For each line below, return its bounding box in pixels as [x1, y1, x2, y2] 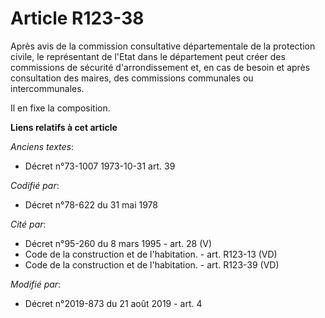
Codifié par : [10, 179, 60, 191]
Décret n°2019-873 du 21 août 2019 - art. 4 [24, 297, 203, 309]
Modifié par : [10, 278, 62, 290]
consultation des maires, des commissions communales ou [10, 72, 254, 84]
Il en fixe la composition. [10, 102, 111, 114]
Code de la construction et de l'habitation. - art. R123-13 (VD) [24, 248, 278, 260]
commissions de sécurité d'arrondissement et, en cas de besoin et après [10, 61, 311, 73]
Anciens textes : [10, 140, 75, 152]
